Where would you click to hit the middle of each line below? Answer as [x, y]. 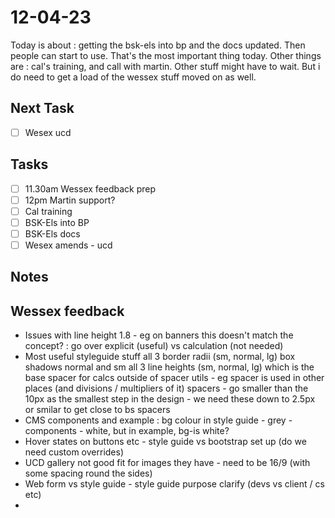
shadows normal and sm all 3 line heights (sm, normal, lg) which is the [169, 367]
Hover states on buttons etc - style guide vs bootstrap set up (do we [165, 442]
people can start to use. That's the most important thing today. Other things [166, 55]
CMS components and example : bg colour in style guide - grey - [158, 420]
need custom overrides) [74, 452]
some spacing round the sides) [88, 473]
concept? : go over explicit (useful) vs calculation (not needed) [154, 346]
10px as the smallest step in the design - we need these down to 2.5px [170, 399]
